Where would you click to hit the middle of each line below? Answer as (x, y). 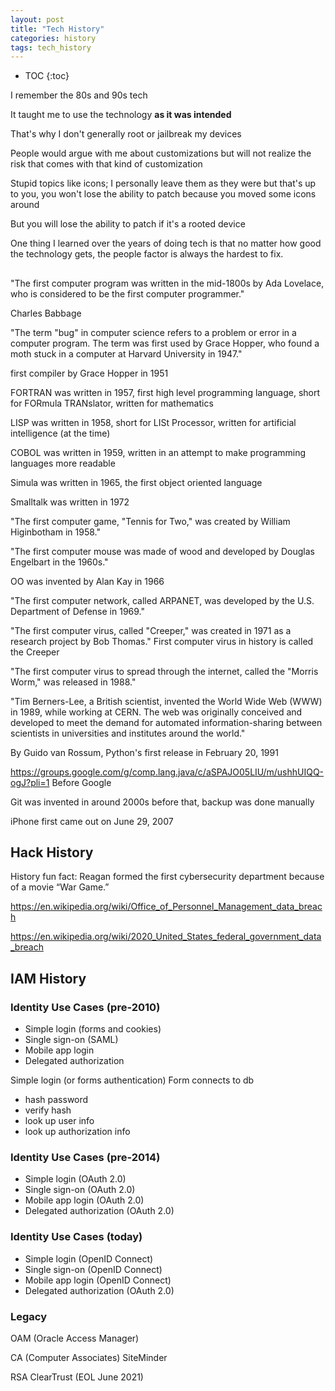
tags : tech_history (51, 47)
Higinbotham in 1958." (55, 532)
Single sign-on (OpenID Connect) (93, 1269)
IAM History (48, 978)
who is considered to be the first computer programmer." (127, 293)
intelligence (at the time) (60, 433)
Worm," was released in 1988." (73, 682)
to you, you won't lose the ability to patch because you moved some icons (163, 194)
